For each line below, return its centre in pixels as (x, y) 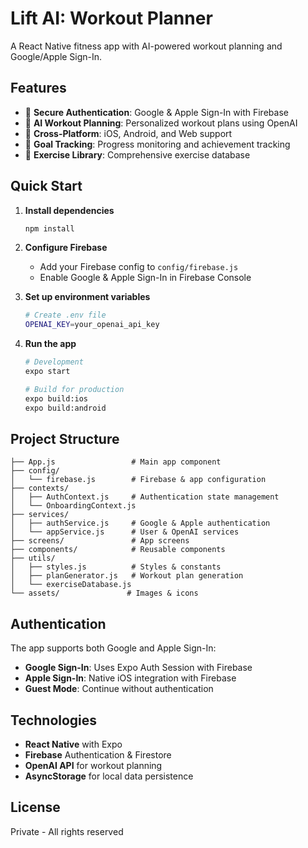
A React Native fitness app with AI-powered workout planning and (146, 46)
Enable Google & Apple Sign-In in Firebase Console (145, 278)
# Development (54, 362)
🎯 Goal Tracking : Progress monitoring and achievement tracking (157, 144)
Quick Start (46, 186)
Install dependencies (69, 210)
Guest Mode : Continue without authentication (119, 689)
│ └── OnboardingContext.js (73, 506)
